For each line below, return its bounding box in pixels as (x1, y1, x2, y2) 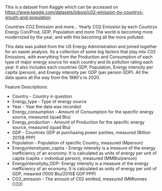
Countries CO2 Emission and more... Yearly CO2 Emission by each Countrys (5, 24, 158, 30)
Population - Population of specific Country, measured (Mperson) (12, 140, 143, 145)
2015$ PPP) (12, 135, 36, 140)
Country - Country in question (12, 93, 72, 99)
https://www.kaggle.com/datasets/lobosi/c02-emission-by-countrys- (5, 9, 144, 15)
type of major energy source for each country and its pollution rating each (5, 59, 153, 65)
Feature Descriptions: (5, 84, 48, 89)
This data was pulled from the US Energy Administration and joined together (5, 44, 158, 49)
